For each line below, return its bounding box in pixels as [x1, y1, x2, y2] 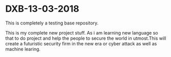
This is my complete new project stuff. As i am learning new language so [5, 30, 158, 36]
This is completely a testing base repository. [5, 20, 99, 26]
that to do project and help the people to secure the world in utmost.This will [5, 35, 166, 41]
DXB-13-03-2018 [5, 3, 79, 15]
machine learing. [5, 46, 41, 52]
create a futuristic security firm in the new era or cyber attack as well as [5, 40, 157, 46]
